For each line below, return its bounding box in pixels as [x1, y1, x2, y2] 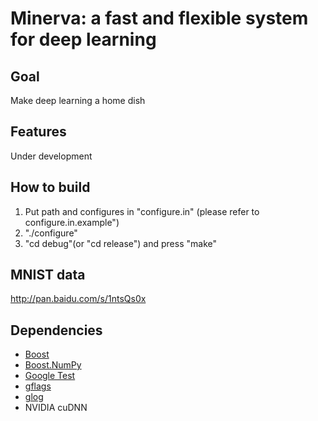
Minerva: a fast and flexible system [10, 7, 309, 30]
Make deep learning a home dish [10, 95, 146, 106]
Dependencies [10, 322, 103, 339]
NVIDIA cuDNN [24, 402, 88, 414]
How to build [10, 179, 91, 196]
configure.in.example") [24, 216, 120, 228]
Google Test [24, 370, 76, 382]
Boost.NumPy [24, 359, 82, 371]
